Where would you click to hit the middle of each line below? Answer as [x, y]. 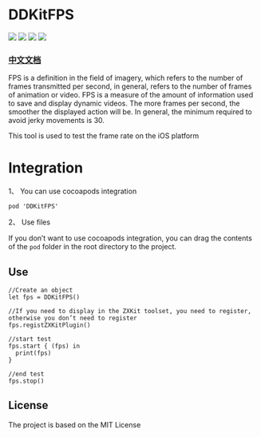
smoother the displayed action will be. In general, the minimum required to [130, 112]
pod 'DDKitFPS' [34, 207]
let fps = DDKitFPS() [44, 297]
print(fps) [34, 353]
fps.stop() [26, 381]
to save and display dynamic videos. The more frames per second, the [124, 103]
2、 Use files [29, 222]
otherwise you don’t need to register [73, 318]
